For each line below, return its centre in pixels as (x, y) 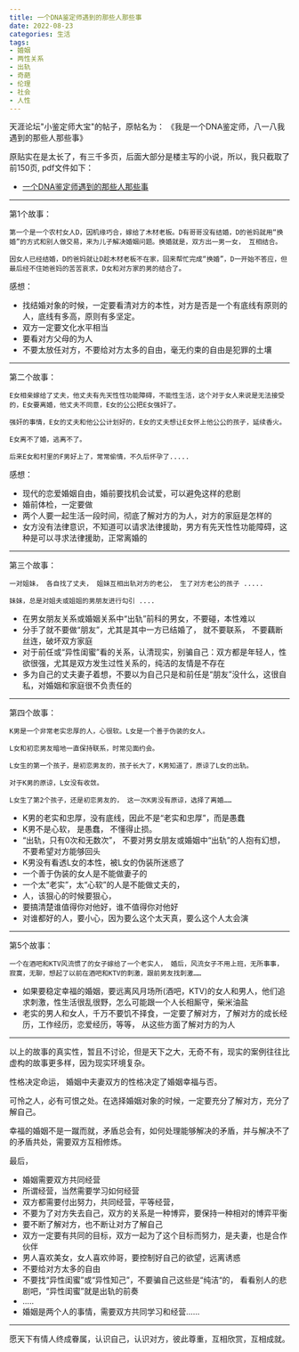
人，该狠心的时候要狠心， (69, 896)
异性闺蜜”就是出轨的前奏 (94, 1291)
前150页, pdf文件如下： (52, 168)
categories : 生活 (40, 34)
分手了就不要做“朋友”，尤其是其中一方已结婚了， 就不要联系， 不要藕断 (153, 630)
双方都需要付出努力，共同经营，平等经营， (100, 1202)
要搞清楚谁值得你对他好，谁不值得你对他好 (100, 907)
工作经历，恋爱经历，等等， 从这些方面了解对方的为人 (137, 1024)
